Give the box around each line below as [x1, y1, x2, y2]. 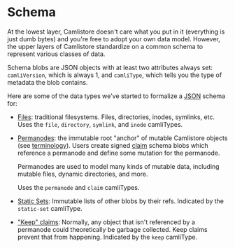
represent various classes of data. [7, 50, 106, 58]
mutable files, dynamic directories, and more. [17, 170, 148, 178]
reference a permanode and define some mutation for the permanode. [17, 149, 220, 157]
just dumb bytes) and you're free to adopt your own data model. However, [7, 34, 220, 43]
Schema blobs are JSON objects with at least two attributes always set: [7, 63, 213, 71]
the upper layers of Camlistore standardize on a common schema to [7, 42, 204, 50]
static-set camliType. [17, 204, 83, 212]
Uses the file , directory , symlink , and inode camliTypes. [17, 120, 183, 128]
